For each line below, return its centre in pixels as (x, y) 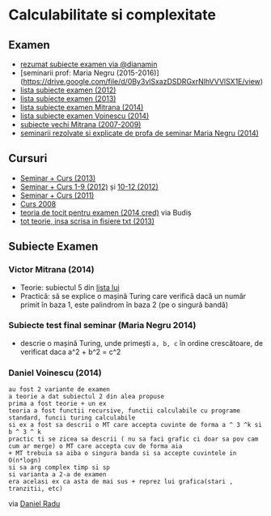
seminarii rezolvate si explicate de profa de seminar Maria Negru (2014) (139, 133)
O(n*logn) (25, 461)
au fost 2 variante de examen (59, 390)
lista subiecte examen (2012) (68, 90)
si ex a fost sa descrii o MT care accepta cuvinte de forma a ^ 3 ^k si (135, 425)
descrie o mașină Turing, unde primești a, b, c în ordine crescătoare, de (142, 343)
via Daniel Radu (34, 504)
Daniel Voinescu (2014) (55, 373)
